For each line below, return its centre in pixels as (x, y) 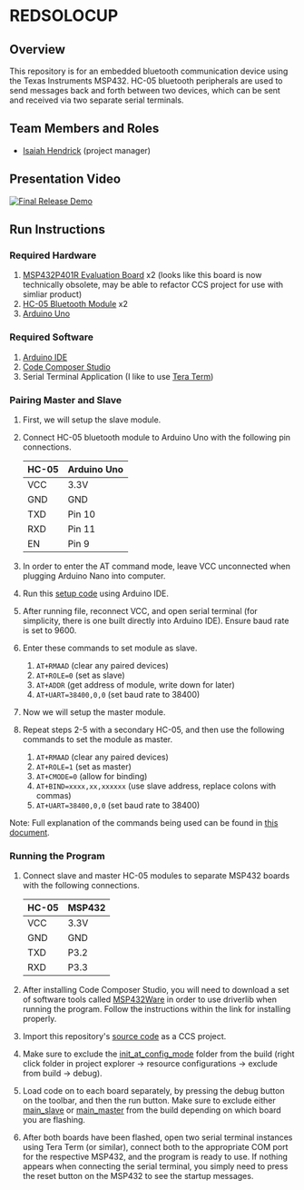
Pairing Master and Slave (66, 400)
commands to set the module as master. (98, 739)
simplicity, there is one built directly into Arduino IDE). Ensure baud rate (156, 620)
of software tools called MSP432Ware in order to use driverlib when (149, 999)
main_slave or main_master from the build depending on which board (152, 1110)
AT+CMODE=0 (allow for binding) (92, 776)
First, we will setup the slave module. (92, 420)
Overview (38, 50)
